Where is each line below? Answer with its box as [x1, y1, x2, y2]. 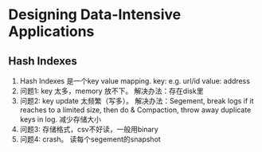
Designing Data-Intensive [8, 6, 182, 24]
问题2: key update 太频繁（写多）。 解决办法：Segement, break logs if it [19, 96, 254, 105]
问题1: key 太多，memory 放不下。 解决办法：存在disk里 [19, 86, 204, 95]
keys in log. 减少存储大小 [19, 115, 102, 124]
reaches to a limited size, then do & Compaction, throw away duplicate [19, 105, 252, 115]
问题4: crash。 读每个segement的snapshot [19, 134, 161, 144]
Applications [8, 22, 95, 41]
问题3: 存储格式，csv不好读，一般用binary [19, 125, 159, 134]
